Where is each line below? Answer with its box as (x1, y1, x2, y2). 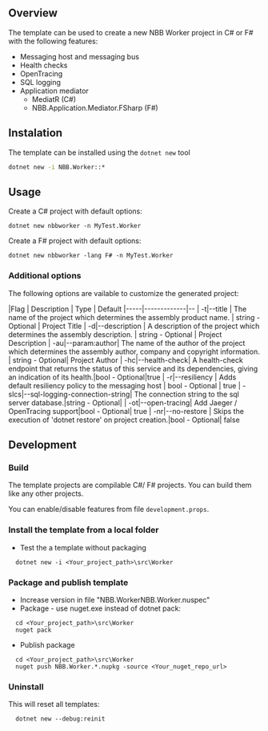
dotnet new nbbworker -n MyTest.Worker (8, 222, 142, 230)
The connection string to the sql (134, 389, 240, 399)
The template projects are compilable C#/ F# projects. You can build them (8, 481, 252, 490)
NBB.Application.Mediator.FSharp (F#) (31, 103, 158, 112)
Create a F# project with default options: (8, 236, 142, 246)
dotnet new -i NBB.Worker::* (8, 163, 106, 171)
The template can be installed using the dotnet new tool (8, 148, 190, 157)
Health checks (19, 60, 68, 70)
